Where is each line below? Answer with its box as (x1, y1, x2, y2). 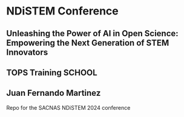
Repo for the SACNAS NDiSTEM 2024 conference (6, 104, 131, 111)
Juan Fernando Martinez (6, 88, 101, 98)
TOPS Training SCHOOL (6, 68, 98, 78)
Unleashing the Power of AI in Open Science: (6, 28, 179, 39)
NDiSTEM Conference (6, 4, 119, 18)
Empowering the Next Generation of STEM (6, 37, 169, 48)
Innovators (6, 47, 48, 57)
